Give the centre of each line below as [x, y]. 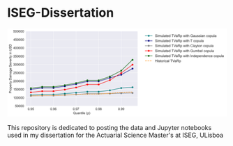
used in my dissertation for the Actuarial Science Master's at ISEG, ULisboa [115, 135]
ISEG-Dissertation [61, 13]
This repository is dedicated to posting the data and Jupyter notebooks [110, 127]
